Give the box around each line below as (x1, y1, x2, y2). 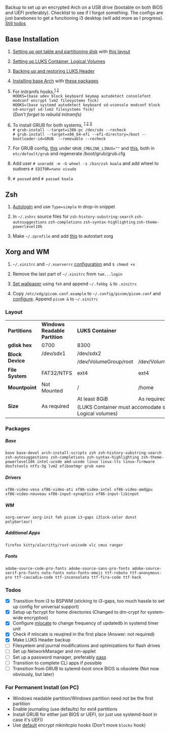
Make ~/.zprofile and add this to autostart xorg (12, 233, 113, 239)
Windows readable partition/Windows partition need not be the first (12, 695, 153, 702)
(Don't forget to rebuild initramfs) (12, 111, 82, 118)
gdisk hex (8, 342, 32, 349)
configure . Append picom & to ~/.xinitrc (12, 296, 99, 302)
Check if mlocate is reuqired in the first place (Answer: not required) (12, 631, 155, 637)
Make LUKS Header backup (12, 637, 71, 643)
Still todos (5, 20, 26, 26)
